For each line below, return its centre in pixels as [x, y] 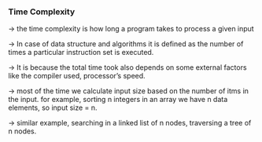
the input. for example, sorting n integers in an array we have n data [118, 100]
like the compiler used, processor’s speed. [77, 76]
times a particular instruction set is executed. [81, 53]
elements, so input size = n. [53, 107]
